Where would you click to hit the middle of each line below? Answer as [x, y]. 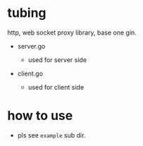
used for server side [57, 60]
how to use [40, 116]
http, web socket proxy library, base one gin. [72, 32]
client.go [30, 73]
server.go [31, 46]
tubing [27, 13]
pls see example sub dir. [51, 135]
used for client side [56, 87]
